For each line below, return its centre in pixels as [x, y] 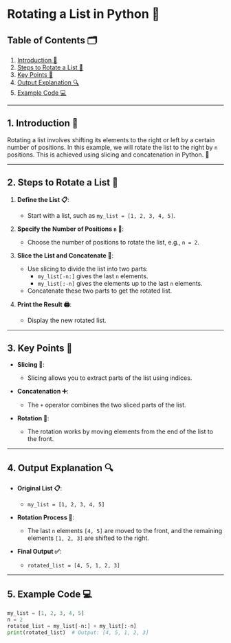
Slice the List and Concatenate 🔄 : [65, 255]
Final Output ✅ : [39, 552]
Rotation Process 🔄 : [46, 517]
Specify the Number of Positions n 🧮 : [70, 229]
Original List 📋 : [40, 488]
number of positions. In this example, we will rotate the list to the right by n [112, 147]
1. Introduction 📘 [43, 123]
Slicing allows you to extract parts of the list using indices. [110, 378]
